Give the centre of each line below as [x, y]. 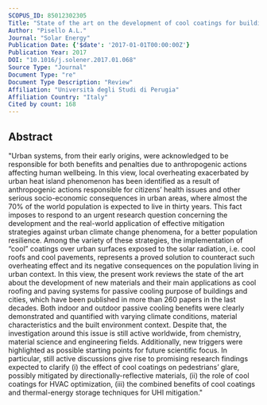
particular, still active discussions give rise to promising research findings [128, 358]
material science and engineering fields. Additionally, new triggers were [126, 341]
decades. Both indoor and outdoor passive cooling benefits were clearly [126, 308]
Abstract [31, 136]
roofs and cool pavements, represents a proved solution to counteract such [132, 257]
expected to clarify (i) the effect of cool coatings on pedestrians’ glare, [124, 367]
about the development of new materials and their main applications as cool [132, 282]
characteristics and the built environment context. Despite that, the [118, 325]
